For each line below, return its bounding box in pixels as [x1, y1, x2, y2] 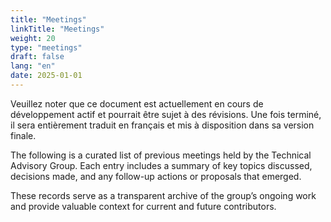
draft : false [10, 52, 65, 62]
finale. [10, 129, 37, 141]
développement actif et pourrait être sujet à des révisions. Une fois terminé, [10, 108, 322, 120]
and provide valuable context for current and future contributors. [10, 200, 277, 212]
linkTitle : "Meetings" [10, 24, 105, 34]
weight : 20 [10, 33, 56, 43]
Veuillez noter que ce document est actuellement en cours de [10, 97, 264, 110]
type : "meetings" [10, 42, 83, 53]
